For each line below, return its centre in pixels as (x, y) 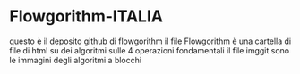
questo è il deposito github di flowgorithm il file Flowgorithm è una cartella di (150, 41)
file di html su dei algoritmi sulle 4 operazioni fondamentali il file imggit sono (149, 50)
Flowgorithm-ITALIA (86, 16)
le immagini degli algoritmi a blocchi (75, 60)
